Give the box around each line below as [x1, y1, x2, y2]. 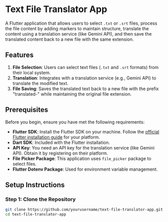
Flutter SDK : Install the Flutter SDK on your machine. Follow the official [12, 128, 159, 134]
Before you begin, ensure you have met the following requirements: [5, 119, 145, 125]
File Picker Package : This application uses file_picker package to [12, 155, 152, 162]
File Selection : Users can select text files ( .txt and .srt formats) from [12, 64, 159, 70]
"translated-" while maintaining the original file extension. [12, 91, 132, 97]
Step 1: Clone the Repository [5, 195, 76, 202]
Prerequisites [5, 106, 48, 114]
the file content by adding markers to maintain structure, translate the [5, 25, 149, 31]
